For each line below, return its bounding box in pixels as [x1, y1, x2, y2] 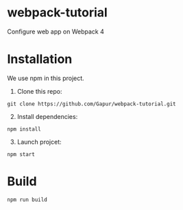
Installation [7, 51, 73, 67]
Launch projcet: [16, 137, 62, 146]
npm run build [7, 196, 48, 203]
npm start [7, 150, 36, 158]
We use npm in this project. [7, 74, 84, 82]
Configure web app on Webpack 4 [7, 27, 104, 36]
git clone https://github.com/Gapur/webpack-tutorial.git [7, 101, 176, 107]
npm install [7, 125, 41, 133]
